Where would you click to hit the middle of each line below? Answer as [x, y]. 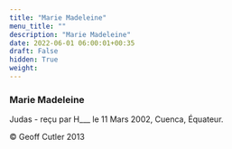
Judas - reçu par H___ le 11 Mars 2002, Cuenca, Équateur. [116, 119]
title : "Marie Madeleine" [58, 18]
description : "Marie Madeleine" [70, 34]
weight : [24, 69]
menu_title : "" [38, 26]
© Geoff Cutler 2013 [47, 137]
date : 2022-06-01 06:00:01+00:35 [72, 43]
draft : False [34, 51]
